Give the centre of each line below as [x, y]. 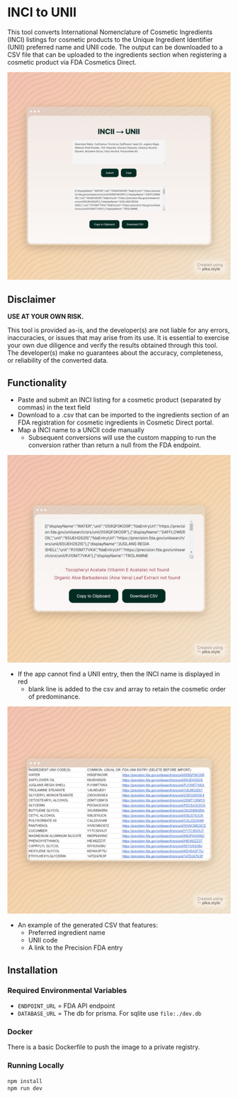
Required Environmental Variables [67, 990]
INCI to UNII [42, 12]
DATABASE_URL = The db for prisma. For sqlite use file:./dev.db [109, 1013]
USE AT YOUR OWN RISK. [46, 317]
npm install [25, 1081]
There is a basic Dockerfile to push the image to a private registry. [104, 1047]
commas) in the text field [54, 407]
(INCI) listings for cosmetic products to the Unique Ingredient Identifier [110, 39]
